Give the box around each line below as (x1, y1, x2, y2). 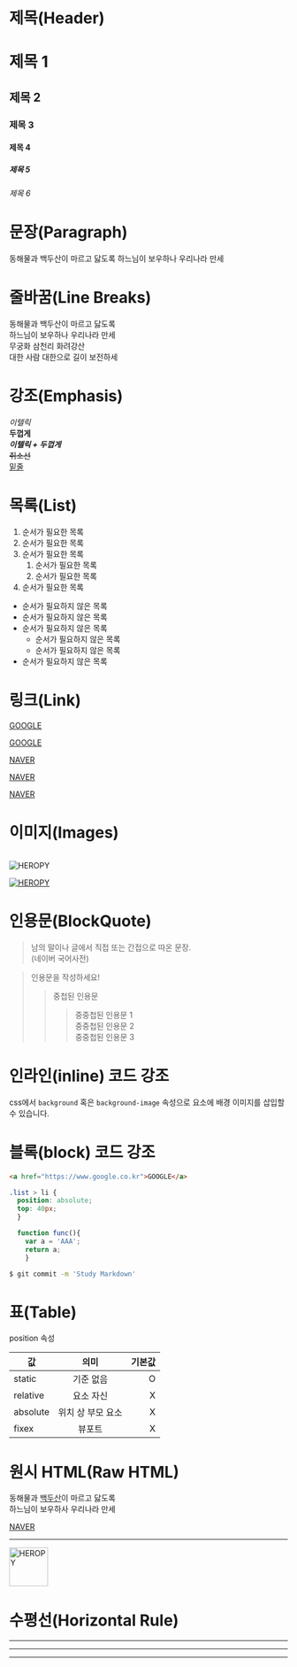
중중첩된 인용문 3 (74, 1031, 135, 1042)
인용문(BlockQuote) (9, 911, 152, 931)
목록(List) (9, 496, 77, 516)
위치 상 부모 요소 (57, 1407, 123, 1419)
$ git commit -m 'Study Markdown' (9, 1270, 137, 1278)
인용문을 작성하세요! (30, 971, 100, 983)
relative (13, 1389, 45, 1401)
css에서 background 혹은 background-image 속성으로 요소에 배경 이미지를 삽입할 (9, 1097, 286, 1107)
